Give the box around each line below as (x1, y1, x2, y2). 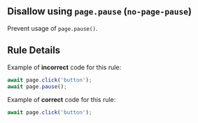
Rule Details (7, 45, 61, 57)
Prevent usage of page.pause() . (7, 24, 98, 32)
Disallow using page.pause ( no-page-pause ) (7, 6, 192, 17)
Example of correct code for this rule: (7, 96, 116, 104)
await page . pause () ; (7, 83, 68, 90)
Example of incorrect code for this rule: (7, 63, 122, 71)
